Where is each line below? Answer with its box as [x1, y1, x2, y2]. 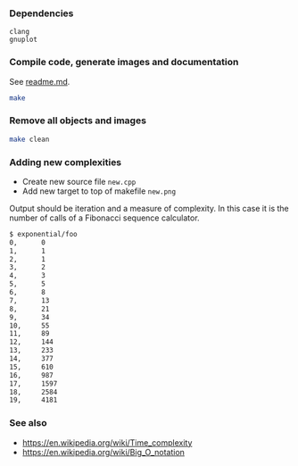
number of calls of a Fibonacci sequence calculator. [9, 212, 200, 223]
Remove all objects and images [9, 114, 147, 127]
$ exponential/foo [9, 229, 78, 238]
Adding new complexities [9, 155, 122, 168]
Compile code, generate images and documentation [9, 56, 239, 69]
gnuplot [9, 35, 38, 45]
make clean [9, 135, 50, 144]
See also [9, 417, 47, 429]
